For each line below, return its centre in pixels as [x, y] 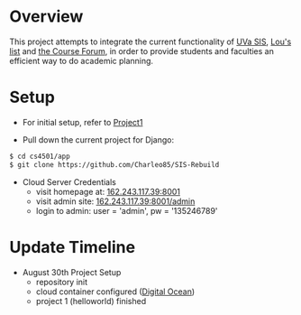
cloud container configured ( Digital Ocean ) [115, 292]
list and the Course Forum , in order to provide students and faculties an [142, 51]
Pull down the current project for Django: [98, 139]
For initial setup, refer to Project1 [82, 122]
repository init [62, 282]
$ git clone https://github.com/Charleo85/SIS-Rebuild [114, 164]
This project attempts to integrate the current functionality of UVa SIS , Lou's [150, 42]
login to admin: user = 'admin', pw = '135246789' [127, 210]
